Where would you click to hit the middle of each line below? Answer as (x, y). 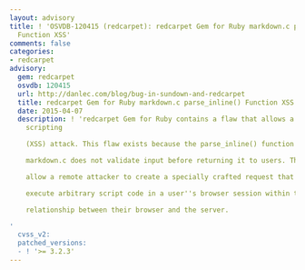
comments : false (40, 43)
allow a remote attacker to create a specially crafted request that (160, 177)
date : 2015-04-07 (50, 111)
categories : (32, 52)
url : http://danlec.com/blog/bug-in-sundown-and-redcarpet (132, 94)
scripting (44, 128)
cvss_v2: (34, 235)
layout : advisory (42, 18)
